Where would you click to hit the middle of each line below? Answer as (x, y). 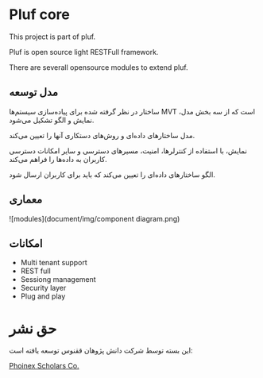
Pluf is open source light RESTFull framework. (84, 52)
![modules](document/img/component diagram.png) (95, 218)
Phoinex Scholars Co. (44, 366)
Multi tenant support (54, 263)
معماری (26, 200)
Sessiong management (58, 280)
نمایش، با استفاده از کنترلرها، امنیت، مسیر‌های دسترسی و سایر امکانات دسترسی (128, 150)
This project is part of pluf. (52, 37)
